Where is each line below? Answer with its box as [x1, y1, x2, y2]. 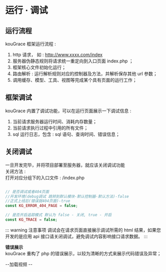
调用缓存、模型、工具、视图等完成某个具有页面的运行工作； [12, 77, 137, 83]
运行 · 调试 [5, 5, 48, 16]
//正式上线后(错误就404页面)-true [5, 198, 70, 203]
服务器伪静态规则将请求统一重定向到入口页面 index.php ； [12, 58, 134, 64]
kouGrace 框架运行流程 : [5, 41, 56, 47]
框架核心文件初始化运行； [12, 64, 66, 70]
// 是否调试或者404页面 [5, 189, 50, 194]
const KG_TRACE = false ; [5, 217, 58, 222]
